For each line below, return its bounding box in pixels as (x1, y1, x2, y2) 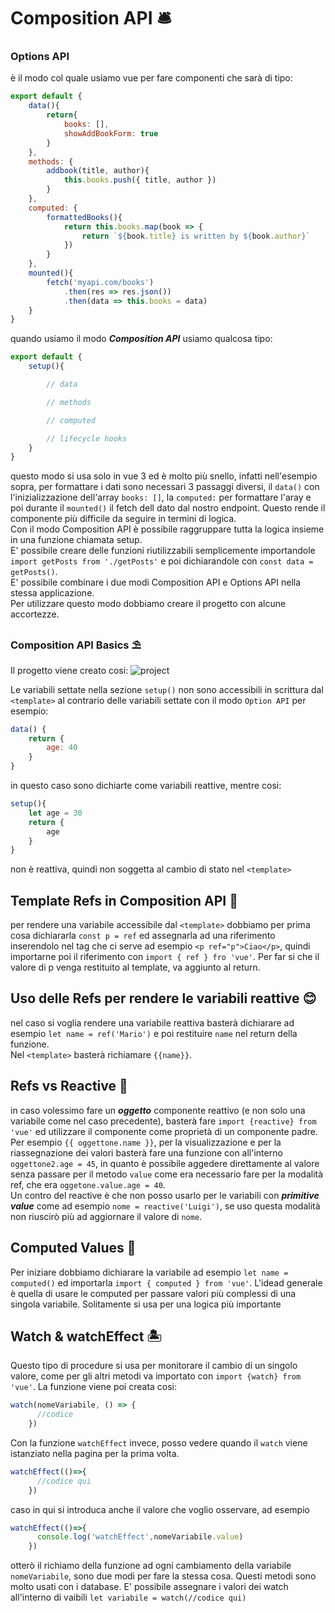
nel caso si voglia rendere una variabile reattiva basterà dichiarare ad (10, 1016, 295, 1029)
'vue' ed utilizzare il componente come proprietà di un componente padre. (10, 1125, 318, 1137)
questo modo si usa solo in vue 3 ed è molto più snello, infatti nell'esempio (10, 470, 318, 482)
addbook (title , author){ (46, 166, 150, 176)
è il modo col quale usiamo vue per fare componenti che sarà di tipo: (10, 72, 293, 84)
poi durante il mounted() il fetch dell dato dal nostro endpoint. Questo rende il (10, 502, 326, 514)
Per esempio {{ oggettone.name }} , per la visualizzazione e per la (10, 1136, 282, 1148)
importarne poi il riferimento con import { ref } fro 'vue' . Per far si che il (10, 951, 320, 963)
